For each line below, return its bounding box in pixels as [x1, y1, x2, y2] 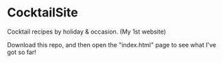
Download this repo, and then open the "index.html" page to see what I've [7, 40, 216, 49]
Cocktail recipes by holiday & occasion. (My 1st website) [7, 27, 167, 36]
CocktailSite [7, 5, 79, 21]
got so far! [7, 48, 36, 56]
